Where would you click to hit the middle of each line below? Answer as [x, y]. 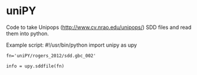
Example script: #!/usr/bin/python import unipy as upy [72, 45]
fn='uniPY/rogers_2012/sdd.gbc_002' [51, 56]
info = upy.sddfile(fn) [35, 66]
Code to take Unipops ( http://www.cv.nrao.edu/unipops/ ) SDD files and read [99, 27]
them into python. [27, 33]
